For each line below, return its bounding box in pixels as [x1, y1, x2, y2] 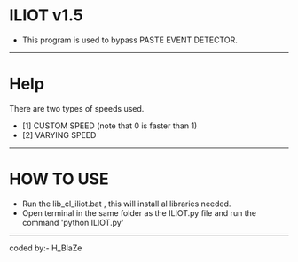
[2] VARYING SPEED [21, 129, 97, 140]
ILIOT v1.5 [9, 5, 84, 26]
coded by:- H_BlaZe [9, 243, 82, 253]
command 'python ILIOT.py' [21, 217, 124, 227]
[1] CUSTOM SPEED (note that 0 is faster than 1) [21, 120, 198, 131]
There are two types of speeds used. [9, 103, 145, 113]
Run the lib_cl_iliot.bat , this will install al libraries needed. [21, 198, 231, 209]
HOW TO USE [9, 169, 109, 189]
